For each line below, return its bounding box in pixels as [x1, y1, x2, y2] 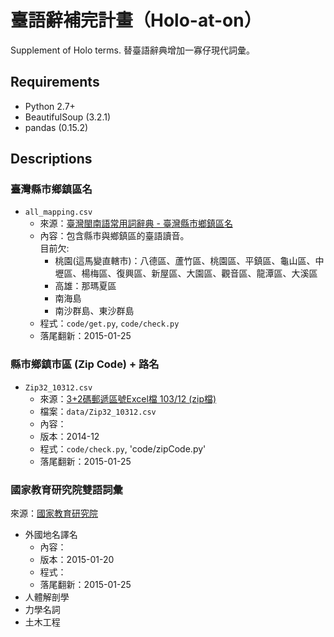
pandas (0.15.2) [24, 121, 89, 133]
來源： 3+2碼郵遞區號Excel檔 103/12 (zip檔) [39, 392, 217, 405]
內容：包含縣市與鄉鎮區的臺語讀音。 [39, 230, 190, 242]
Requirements [10, 74, 100, 91]
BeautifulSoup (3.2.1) [24, 111, 112, 123]
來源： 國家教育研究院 [10, 507, 98, 520]
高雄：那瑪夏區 [54, 280, 117, 292]
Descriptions [10, 151, 93, 168]
